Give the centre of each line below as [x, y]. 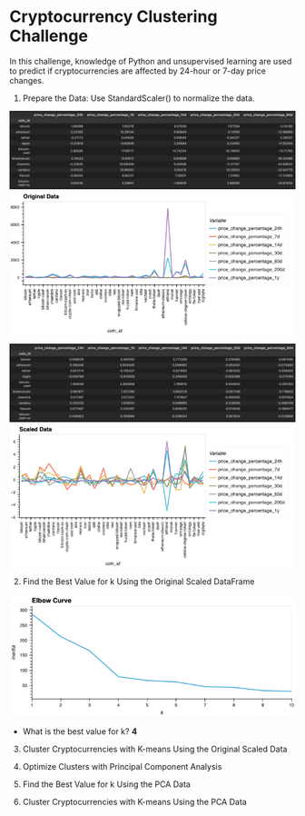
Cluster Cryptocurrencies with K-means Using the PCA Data [134, 801]
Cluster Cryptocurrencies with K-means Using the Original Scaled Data [155, 749]
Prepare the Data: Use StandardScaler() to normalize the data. [139, 98]
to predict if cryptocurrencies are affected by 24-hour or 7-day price [138, 71]
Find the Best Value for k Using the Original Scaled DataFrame [138, 581]
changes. [27, 80]
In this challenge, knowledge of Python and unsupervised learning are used [151, 61]
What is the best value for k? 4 [80, 731]
